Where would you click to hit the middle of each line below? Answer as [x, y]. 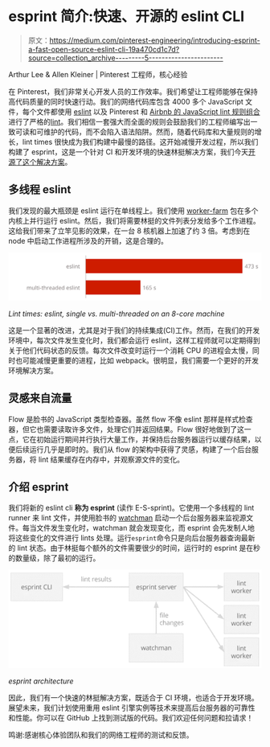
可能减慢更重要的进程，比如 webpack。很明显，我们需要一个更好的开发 [141, 360]
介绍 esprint [39, 487]
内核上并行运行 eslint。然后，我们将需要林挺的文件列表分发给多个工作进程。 [135, 220]
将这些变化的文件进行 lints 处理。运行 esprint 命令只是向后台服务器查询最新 [132, 538]
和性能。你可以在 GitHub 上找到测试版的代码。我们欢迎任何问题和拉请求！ [131, 717]
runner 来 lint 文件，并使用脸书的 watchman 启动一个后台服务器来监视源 [127, 518]
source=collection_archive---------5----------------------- [125, 58]
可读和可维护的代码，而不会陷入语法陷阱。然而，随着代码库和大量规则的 [135, 131]
